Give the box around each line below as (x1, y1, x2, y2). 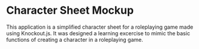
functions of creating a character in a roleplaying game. (6, 36, 144, 43)
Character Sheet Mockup (6, 4, 134, 17)
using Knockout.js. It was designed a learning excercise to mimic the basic (6, 29, 191, 36)
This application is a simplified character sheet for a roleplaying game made (6, 23, 194, 30)
